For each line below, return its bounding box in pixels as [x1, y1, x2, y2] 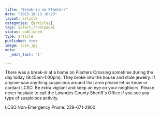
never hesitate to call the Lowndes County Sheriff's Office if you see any [5, 90, 150, 96]
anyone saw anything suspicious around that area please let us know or [5, 80, 148, 86]
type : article [5, 34, 34, 39]
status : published [5, 29, 42, 34]
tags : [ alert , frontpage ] [5, 25, 55, 30]
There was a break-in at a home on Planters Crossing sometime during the [5, 70, 154, 75]
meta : [5, 47, 16, 52]
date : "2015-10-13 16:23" [5, 12, 57, 16]
